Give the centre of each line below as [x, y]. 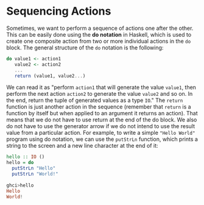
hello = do [20, 163]
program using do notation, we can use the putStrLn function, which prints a [102, 139]
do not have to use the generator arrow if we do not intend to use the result [100, 126]
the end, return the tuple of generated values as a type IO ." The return [95, 100]
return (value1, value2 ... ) [50, 76]
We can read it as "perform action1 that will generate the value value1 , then [101, 87]
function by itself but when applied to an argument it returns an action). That [102, 113]
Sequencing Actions [59, 11]
